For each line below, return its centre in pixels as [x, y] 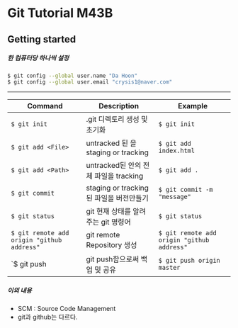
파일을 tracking [119, 176]
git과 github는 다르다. [47, 317]
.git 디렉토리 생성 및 [117, 120]
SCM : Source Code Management [67, 309]
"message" [175, 197]
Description [119, 106]
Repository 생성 [112, 245]
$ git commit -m [186, 190]
